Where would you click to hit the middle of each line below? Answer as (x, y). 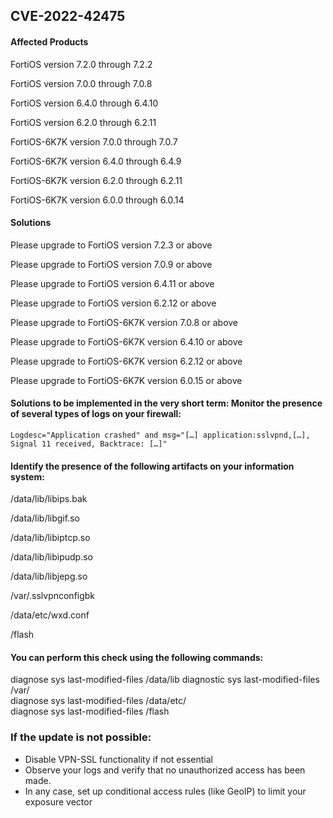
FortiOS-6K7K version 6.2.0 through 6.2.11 (96, 180)
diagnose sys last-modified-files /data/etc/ (98, 701)
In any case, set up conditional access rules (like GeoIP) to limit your (165, 791)
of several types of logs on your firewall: (96, 414)
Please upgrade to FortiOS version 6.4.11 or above (112, 283)
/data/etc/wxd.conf (50, 615)
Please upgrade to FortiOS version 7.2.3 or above (111, 245)
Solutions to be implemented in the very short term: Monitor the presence (166, 403)
